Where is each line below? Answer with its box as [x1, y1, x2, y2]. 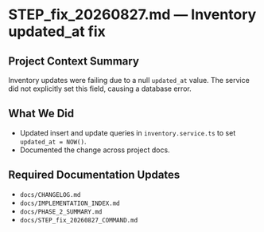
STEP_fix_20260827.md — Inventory [8, 6, 257, 24]
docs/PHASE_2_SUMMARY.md [19, 207, 103, 216]
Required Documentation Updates [8, 168, 181, 182]
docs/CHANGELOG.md [19, 191, 81, 199]
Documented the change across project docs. [19, 145, 170, 155]
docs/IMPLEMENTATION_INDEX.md [19, 199, 121, 207]
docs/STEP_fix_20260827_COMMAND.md [19, 216, 138, 224]
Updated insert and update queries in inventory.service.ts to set [19, 128, 236, 137]
